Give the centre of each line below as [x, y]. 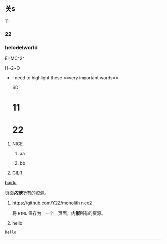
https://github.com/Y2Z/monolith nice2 [52, 203]
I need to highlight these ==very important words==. [66, 78]
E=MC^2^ [15, 58]
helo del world [22, 47]
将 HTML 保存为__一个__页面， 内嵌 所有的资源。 [59, 213]
